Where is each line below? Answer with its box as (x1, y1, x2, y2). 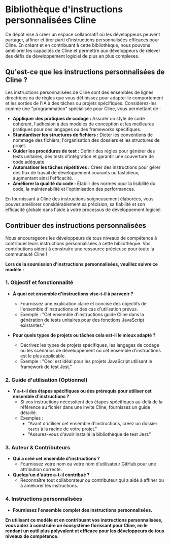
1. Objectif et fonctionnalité (5, 279, 74, 286)
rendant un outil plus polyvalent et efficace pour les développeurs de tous (5, 528, 164, 534)
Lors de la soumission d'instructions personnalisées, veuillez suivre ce (5, 261, 158, 267)
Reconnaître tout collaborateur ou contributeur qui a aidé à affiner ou (20, 477, 164, 483)
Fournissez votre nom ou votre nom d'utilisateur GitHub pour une (20, 461, 156, 467)
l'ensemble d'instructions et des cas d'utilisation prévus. (20, 306, 138, 312)
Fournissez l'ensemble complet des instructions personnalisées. (12, 507, 153, 513)
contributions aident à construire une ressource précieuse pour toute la (5, 246, 155, 252)
